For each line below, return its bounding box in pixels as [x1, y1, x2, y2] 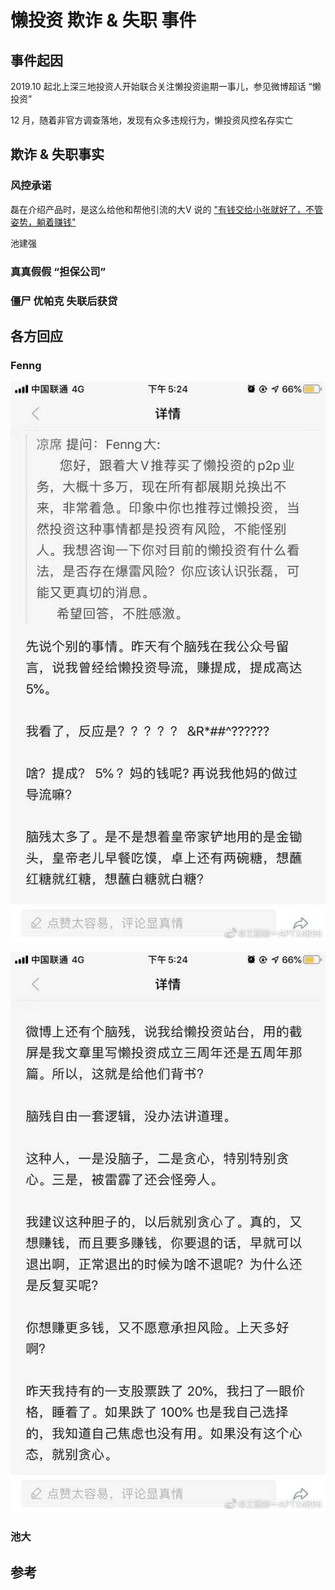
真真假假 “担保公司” [10, 264, 107, 278]
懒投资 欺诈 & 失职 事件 [10, 9, 197, 32]
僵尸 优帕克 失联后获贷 [10, 294, 118, 308]
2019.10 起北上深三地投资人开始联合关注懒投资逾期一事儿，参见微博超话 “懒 [10, 81, 322, 92]
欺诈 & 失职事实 [10, 146, 105, 163]
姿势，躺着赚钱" [10, 216, 77, 228]
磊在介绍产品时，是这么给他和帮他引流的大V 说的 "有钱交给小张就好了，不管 [10, 203, 324, 215]
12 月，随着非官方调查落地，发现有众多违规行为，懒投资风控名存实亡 [10, 114, 294, 126]
